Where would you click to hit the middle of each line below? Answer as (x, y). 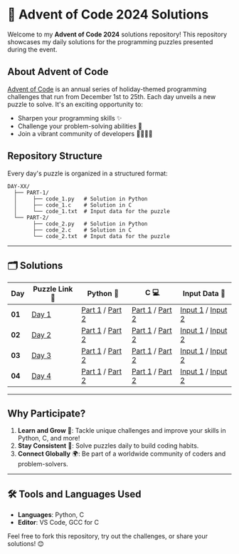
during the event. (32, 49)
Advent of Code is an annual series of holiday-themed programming (107, 89)
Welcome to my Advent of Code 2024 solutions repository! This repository (117, 34)
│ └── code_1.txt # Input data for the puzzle (92, 211)
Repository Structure (55, 156)
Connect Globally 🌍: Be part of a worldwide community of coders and (122, 454)
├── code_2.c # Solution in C (83, 230)
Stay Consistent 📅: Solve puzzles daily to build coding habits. (108, 446)
